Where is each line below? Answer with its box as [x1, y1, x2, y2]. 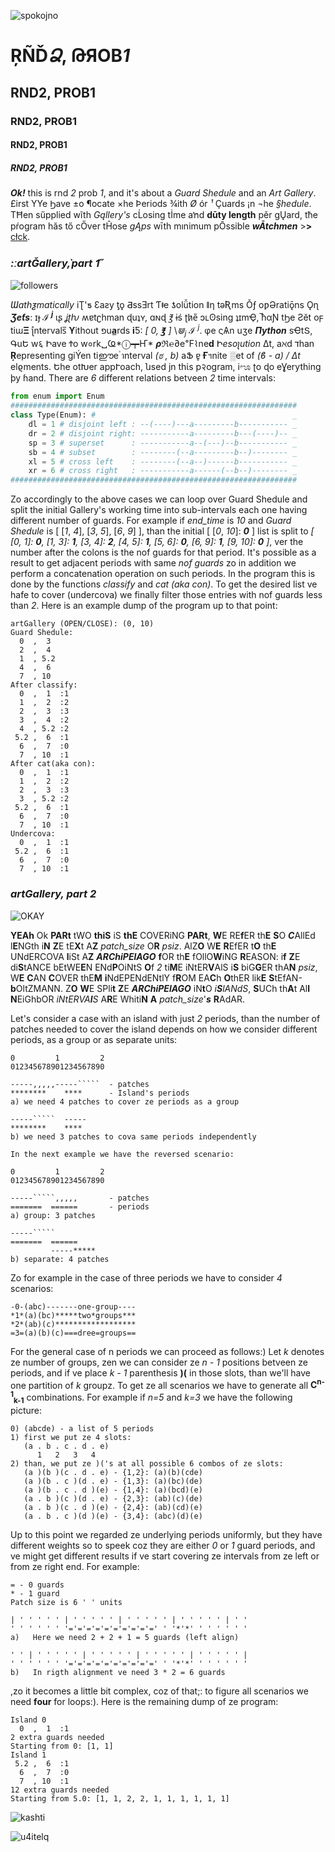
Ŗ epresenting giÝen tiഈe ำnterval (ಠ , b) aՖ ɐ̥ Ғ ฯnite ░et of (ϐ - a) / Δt [10, 350, 301, 362]
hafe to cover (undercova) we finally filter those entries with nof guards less [10, 589, 323, 601]
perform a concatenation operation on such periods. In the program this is [10, 568, 316, 580]
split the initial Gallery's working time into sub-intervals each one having [10, 504, 308, 516]
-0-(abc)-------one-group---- [10, 1301, 137, 1312]
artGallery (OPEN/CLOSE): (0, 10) [10, 619, 155, 629]
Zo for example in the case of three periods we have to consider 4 [10, 1271, 283, 1284]
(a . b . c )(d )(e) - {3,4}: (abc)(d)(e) [23, 1511, 203, 1521]
